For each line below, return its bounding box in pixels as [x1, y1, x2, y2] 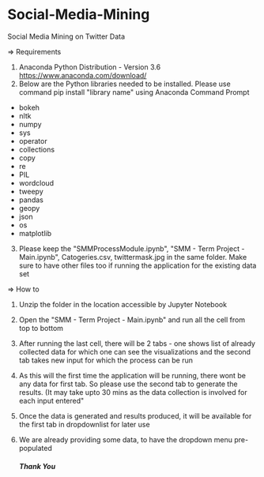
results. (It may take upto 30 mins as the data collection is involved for [18, 387, 247, 396]
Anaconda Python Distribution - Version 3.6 [18, 62, 161, 72]
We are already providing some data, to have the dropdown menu [18, 434, 232, 444]
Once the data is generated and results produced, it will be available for [18, 411, 252, 420]
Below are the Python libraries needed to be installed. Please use [18, 79, 231, 88]
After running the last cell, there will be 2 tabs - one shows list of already [18, 338, 256, 348]
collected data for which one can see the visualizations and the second [18, 347, 251, 356]
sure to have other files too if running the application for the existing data [18, 261, 257, 270]
